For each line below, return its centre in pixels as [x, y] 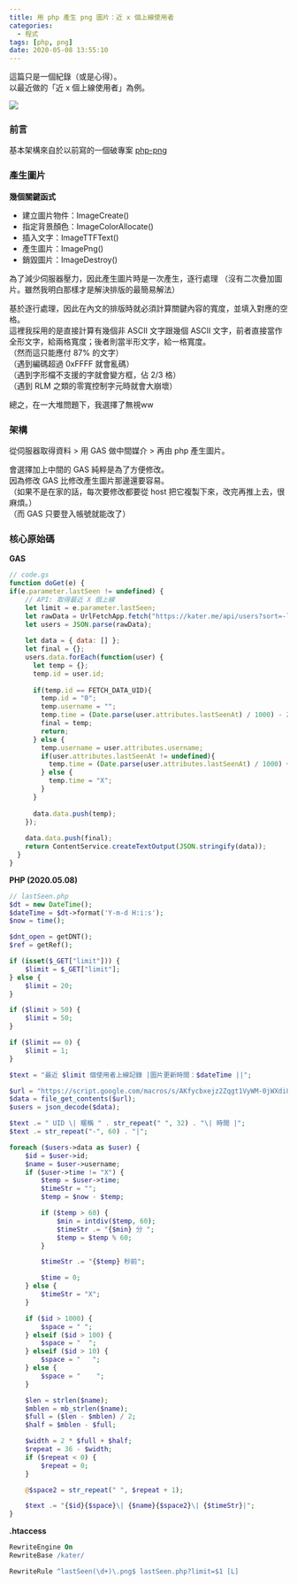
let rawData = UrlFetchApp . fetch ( [88, 616]
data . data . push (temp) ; [74, 814]
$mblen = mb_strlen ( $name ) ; [76, 1409]
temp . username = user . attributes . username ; [122, 748]
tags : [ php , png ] [41, 42]
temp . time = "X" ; [80, 781]
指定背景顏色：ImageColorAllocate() [88, 226]
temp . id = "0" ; [69, 699]
